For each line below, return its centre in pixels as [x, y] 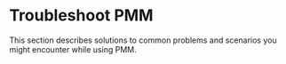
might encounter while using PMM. [73, 49]
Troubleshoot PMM [81, 16]
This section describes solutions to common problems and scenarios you [143, 40]
